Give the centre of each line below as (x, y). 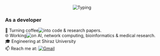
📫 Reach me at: (21, 49)
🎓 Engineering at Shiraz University (41, 42)
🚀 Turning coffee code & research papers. (53, 30)
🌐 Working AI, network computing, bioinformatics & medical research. (80, 36)
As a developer (23, 20)
